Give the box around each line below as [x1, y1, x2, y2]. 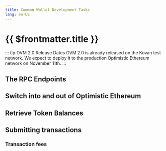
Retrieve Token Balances [5, 109, 83, 117]
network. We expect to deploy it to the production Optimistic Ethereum [5, 55, 150, 61]
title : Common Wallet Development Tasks [5, 7, 90, 12]
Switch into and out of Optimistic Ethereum [5, 92, 141, 100]
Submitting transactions [5, 126, 82, 134]
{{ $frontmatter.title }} [5, 33, 99, 45]
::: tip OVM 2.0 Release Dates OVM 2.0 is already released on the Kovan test [5, 50, 161, 56]
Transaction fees [5, 141, 47, 148]
